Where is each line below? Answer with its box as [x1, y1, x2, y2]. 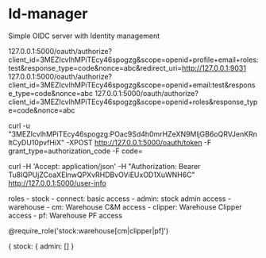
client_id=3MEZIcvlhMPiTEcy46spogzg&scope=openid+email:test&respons [8, 80, 256, 90]
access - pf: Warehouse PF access [8, 210, 123, 220]
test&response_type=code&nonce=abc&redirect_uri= [8, 63, 183, 72]
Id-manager [8, 5, 88, 23]
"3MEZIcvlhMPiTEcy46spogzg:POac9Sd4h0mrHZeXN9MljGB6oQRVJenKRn [8, 129, 258, 139]
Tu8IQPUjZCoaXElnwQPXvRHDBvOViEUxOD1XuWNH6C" [8, 170, 196, 179]
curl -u [8, 121, 30, 130]
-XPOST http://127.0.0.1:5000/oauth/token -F [66, 137, 212, 147]
